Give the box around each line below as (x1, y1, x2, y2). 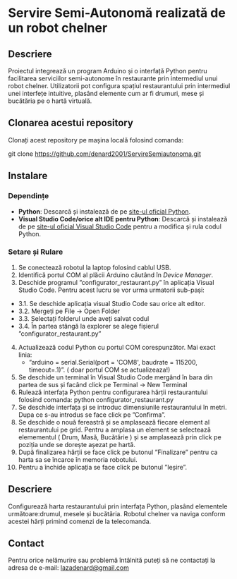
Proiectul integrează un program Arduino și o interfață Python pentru (8, 67, 207, 75)
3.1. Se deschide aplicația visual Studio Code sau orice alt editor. (18, 299, 205, 307)
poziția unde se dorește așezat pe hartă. (18, 440, 136, 449)
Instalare (8, 170, 48, 182)
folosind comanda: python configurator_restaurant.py (18, 395, 174, 403)
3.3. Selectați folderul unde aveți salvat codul (18, 314, 150, 322)
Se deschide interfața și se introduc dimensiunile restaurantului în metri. (18, 403, 227, 411)
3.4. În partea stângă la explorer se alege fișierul (18, 322, 159, 330)
